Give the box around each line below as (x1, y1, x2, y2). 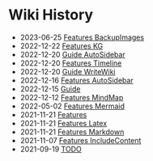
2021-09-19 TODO (19, 144, 83, 154)
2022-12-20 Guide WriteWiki (19, 66, 116, 76)
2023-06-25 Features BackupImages (19, 32, 144, 42)
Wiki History (8, 6, 94, 24)
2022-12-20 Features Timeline (19, 58, 122, 68)
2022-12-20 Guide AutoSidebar (19, 49, 125, 59)
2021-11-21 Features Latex (19, 118, 108, 128)
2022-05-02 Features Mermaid (19, 101, 125, 111)
